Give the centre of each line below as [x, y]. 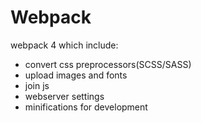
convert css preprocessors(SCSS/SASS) [108, 64]
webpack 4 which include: [64, 45]
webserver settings [64, 96]
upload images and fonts [76, 75]
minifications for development [86, 107]
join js [37, 85]
